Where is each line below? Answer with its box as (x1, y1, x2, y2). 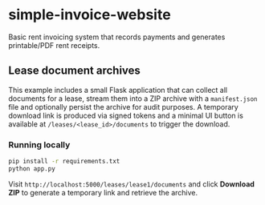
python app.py (8, 164, 56, 173)
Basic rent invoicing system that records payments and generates (8, 32, 226, 42)
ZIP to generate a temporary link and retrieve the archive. (8, 187, 198, 197)
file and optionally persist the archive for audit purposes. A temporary (8, 102, 238, 111)
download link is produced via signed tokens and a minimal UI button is (8, 111, 243, 120)
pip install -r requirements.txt (8, 158, 120, 166)
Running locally (8, 139, 71, 150)
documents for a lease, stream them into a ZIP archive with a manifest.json (8, 94, 259, 103)
